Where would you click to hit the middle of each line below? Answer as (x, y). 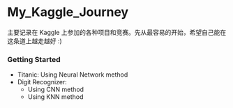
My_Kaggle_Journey (68, 12)
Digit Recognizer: (42, 82)
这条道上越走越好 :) (35, 41)
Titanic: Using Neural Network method (73, 75)
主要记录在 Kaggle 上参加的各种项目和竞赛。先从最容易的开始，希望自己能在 (117, 32)
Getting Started (34, 59)
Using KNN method (55, 97)
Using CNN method (56, 90)
